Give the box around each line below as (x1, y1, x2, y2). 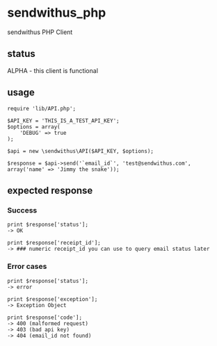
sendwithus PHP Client (7, 28, 73, 36)
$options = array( (7, 123, 61, 130)
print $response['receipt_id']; (7, 240, 101, 247)
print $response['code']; (7, 314, 82, 321)
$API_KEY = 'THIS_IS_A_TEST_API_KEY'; (7, 117, 120, 124)
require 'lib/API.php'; (7, 105, 77, 112)
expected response (7, 184, 93, 196)
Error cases (7, 262, 47, 272)
